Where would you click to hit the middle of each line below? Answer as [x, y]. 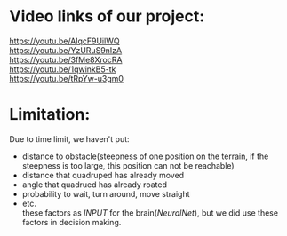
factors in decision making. [72, 222]
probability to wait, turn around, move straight [106, 193]
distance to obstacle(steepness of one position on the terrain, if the [145, 156]
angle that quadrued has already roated [94, 185]
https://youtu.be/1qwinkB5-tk [63, 69]
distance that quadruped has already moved [103, 175]
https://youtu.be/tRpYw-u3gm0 [67, 78]
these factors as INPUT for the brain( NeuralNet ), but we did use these [150, 212]
